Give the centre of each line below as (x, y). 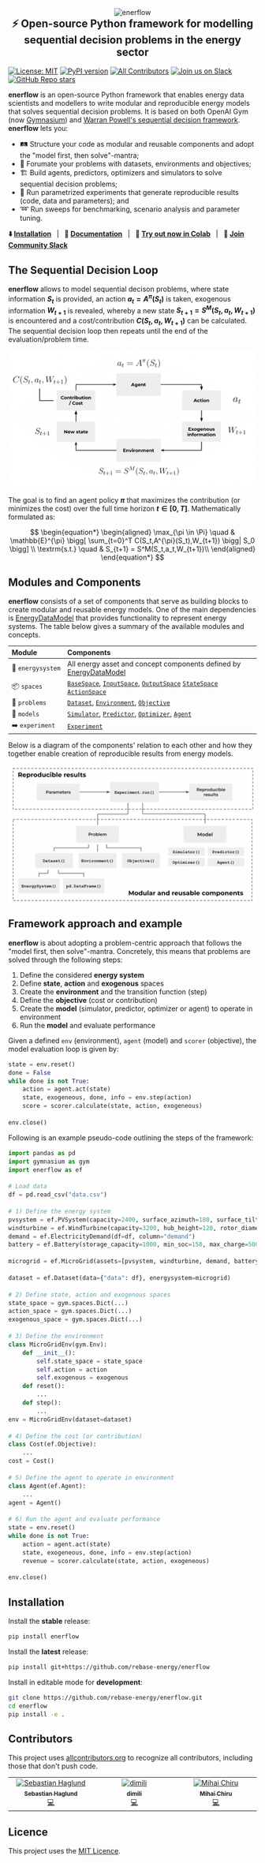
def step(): (42, 1403)
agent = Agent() (35, 1502)
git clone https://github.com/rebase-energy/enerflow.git (105, 1697)
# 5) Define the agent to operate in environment (91, 1478)
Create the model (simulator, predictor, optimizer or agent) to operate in (136, 1008)
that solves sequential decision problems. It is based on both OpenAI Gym (128, 112)
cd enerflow (28, 1706)
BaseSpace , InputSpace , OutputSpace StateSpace (142, 683)
